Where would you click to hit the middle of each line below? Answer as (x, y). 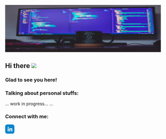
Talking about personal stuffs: (42, 93)
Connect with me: (27, 117)
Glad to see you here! (31, 80)
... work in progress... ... (29, 104)
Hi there (18, 66)
